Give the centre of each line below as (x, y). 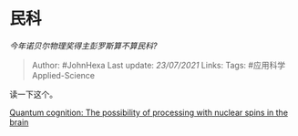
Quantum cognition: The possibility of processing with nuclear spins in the (149, 112)
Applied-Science (63, 75)
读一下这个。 (33, 94)
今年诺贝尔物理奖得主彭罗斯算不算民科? (83, 46)
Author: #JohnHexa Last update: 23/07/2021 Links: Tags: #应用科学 (158, 65)
